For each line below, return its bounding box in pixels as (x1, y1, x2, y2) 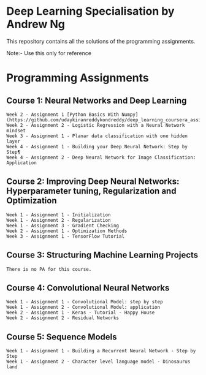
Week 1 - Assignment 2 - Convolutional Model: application (6, 305, 161, 311)
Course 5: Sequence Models (6, 331, 117, 342)
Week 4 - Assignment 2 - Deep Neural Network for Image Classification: (6, 154, 196, 161)
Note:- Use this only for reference (6, 49, 92, 56)
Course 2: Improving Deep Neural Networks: (6, 176, 180, 187)
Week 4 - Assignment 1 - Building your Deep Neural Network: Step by (6, 143, 188, 150)
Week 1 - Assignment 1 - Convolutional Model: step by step (6, 299, 164, 305)
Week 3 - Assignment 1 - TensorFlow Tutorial (6, 233, 124, 240)
